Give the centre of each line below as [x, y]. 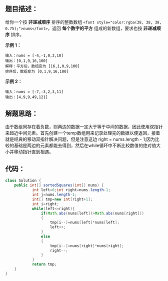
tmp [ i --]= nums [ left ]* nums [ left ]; [85, 222]
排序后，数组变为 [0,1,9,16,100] [37, 71]
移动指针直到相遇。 [33, 151]
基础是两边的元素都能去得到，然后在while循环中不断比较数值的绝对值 [85, 145]
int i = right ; [45, 204]
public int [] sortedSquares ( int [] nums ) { [59, 185]
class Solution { [23, 181]
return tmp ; [44, 264]
